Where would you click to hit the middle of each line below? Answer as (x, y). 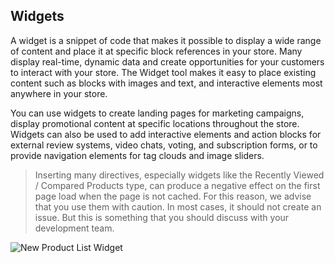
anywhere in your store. (59, 93)
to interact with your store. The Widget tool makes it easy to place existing (163, 72)
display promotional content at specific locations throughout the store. (155, 123)
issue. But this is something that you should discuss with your (162, 217)
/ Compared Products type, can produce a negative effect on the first (177, 185)
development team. (74, 228)
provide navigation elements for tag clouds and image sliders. (137, 155)
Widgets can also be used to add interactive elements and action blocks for (166, 134)
